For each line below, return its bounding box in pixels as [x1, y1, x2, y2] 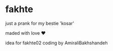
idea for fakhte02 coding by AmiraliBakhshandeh [5, 39, 108, 46]
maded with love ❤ [5, 30, 46, 36]
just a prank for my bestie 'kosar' [5, 20, 75, 26]
